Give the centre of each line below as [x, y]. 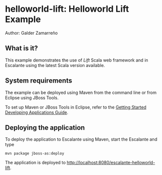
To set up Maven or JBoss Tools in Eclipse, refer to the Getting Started [76, 107]
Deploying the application [45, 127]
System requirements [39, 81]
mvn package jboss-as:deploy [35, 153]
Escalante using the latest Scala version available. [55, 65]
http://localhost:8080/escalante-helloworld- [111, 163]
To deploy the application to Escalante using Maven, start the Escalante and [81, 139]
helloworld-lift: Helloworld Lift [67, 9]
